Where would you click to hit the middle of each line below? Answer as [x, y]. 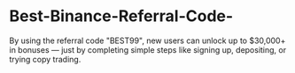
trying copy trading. [45, 59]
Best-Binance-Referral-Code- [121, 16]
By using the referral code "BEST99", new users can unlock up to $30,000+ [147, 40]
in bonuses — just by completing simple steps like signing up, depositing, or [148, 49]
